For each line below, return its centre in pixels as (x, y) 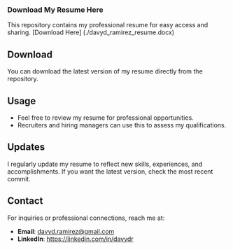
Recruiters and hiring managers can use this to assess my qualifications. (122, 125)
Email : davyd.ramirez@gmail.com (66, 231)
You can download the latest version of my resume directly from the (105, 71)
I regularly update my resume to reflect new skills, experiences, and (105, 164)
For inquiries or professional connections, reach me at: (86, 218)
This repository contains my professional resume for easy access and (108, 25)
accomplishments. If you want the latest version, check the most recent (110, 171)
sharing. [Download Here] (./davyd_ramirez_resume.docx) (91, 32)
